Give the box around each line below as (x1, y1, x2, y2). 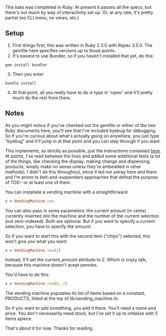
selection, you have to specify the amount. (5, 223, 92, 229)
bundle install (5, 80, 37, 86)
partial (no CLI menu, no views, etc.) (5, 15, 79, 20)
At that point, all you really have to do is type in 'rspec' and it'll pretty (12, 89, 153, 95)
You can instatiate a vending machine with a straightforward (5, 189, 128, 195)
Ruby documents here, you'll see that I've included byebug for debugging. (5, 128, 157, 134)
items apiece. (5, 316, 33, 322)
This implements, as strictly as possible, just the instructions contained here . (5, 147, 162, 153)
